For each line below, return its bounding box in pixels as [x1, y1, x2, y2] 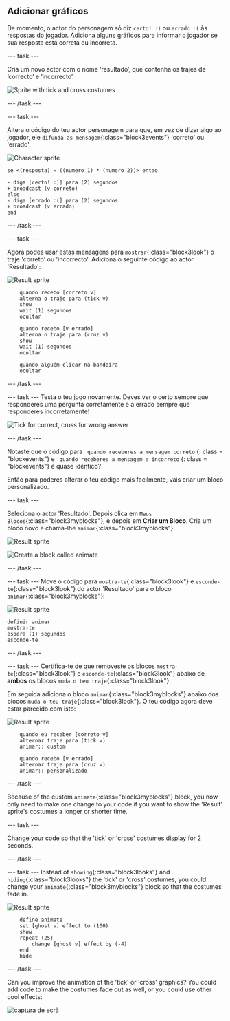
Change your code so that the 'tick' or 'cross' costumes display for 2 [7, 834, 201, 842]
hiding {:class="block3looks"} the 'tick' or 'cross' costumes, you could [7, 875, 207, 883]
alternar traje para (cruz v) [19, 761, 106, 768]
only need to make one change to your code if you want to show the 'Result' [7, 799, 223, 808]
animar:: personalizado [19, 767, 88, 774]
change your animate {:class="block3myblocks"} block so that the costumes [7, 882, 222, 890]
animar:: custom [19, 743, 67, 750]
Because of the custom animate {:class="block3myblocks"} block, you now [7, 793, 218, 801]
